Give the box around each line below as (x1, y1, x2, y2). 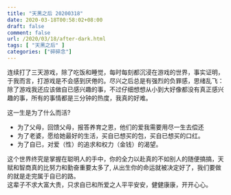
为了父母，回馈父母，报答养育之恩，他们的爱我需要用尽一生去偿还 (16, 123, 204, 131)
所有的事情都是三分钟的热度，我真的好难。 (30, 93, 152, 102)
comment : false (7, 29, 51, 36)
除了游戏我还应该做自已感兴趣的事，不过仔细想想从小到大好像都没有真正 (7, 85, 212, 93)
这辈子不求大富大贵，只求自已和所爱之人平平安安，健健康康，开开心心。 (7, 180, 212, 189)
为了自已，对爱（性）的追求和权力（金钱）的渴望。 (16, 140, 162, 148)
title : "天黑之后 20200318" (7, 10, 84, 17)
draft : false (7, 23, 45, 30)
